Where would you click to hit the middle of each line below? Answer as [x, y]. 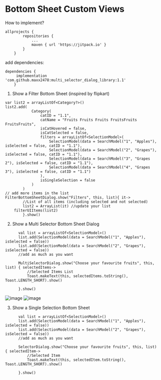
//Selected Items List [50, 272]
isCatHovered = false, [63, 128]
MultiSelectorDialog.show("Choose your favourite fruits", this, [86, 263]
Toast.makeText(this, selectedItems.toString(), [78, 276]
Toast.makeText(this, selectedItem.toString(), [76, 360]
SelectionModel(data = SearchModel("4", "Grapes [100, 167]
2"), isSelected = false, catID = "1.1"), [49, 163]
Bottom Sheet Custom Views [65, 9]
